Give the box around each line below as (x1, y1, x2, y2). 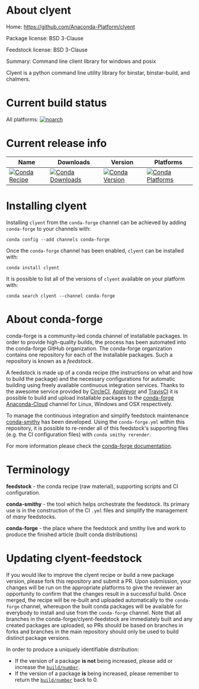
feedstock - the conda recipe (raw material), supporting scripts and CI (6, 483, 179, 490)
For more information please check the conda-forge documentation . (6, 442, 173, 449)
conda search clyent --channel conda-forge (6, 293, 115, 299)
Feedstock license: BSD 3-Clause (6, 46, 88, 53)
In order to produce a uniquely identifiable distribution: (6, 646, 139, 653)
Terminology (6, 463, 70, 476)
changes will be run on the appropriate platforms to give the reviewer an (6, 583, 182, 591)
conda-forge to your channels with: (6, 225, 91, 232)
